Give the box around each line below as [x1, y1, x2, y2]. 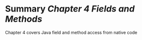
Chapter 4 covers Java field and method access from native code [5, 29, 138, 35]
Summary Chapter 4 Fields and [5, 3, 135, 14]
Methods [5, 13, 43, 25]
